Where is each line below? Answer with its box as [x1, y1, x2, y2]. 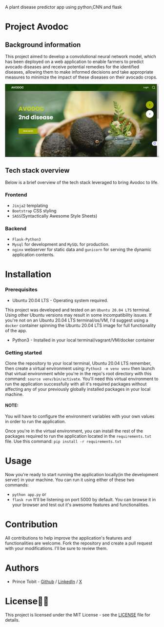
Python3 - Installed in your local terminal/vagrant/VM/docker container [12, 337, 155, 343]
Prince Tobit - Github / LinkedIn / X [12, 578, 82, 585]
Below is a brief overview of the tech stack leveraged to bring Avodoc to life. [5, 179, 159, 185]
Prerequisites [5, 286, 38, 293]
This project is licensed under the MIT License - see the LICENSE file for [5, 612, 150, 618]
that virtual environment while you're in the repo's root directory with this [5, 370, 152, 376]
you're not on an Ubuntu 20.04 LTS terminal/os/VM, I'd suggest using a [5, 317, 149, 323]
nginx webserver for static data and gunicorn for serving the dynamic [12, 246, 152, 253]
